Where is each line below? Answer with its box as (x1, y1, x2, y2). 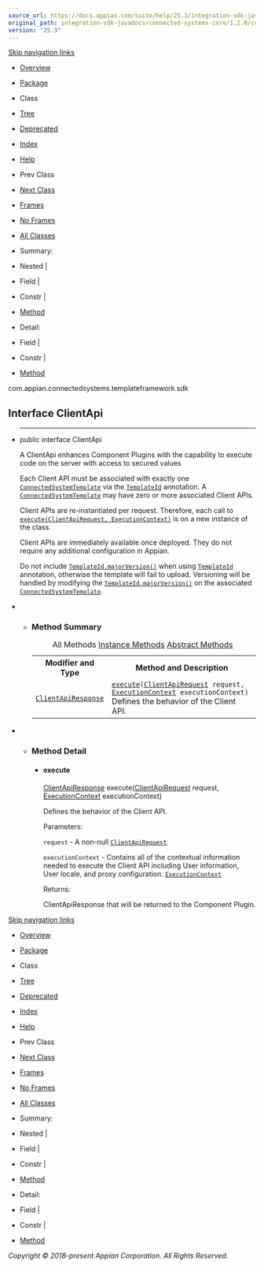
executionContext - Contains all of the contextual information (42, 852, 240, 861)
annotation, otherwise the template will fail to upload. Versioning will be (19, 570, 251, 579)
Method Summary (31, 622, 102, 633)
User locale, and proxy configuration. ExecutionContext (42, 868, 222, 879)
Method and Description (135, 663, 229, 674)
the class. (19, 522, 51, 532)
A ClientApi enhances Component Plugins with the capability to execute (19, 450, 253, 459)
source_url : (8, 11, 47, 20)
